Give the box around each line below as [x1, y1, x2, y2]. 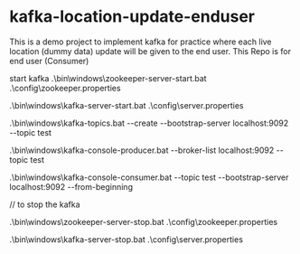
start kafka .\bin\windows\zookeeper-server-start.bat [9, 72, 207, 83]
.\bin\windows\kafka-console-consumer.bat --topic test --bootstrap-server [9, 172, 289, 183]
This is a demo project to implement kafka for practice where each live [9, 36, 273, 47]
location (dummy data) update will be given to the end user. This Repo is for [9, 45, 292, 56]
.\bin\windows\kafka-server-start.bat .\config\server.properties [9, 99, 244, 110]
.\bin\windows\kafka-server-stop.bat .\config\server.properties [9, 233, 244, 245]
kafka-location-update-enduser [9, 6, 256, 27]
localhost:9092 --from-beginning [9, 181, 134, 192]
